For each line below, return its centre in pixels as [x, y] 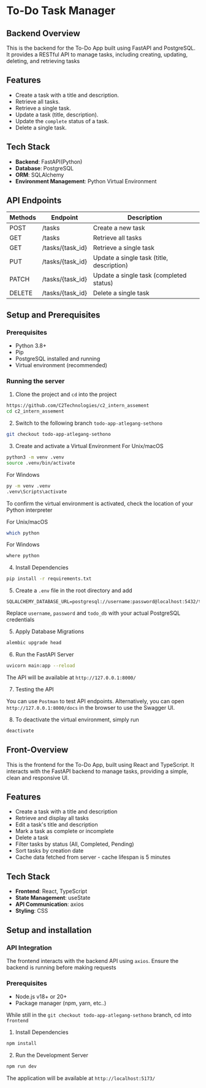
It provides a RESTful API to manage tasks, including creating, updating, [97, 55]
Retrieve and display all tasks [52, 818]
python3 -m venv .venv [35, 457]
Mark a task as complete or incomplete [64, 831]
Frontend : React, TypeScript [51, 891]
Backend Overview [44, 33]
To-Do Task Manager [61, 11]
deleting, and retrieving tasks [43, 61]
